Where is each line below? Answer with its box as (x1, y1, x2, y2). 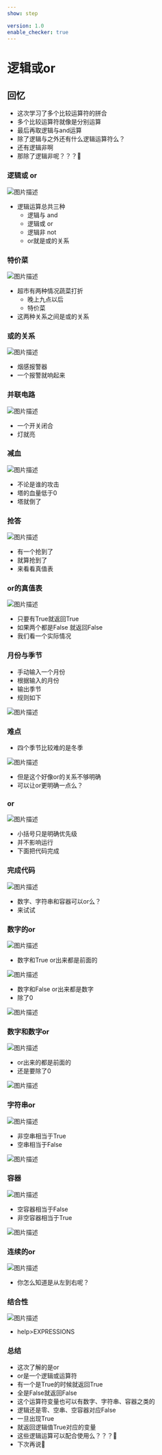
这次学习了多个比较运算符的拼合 (16, 109, 107, 117)
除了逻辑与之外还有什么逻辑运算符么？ (16, 135, 125, 143)
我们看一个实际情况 (16, 632, 72, 641)
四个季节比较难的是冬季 (16, 744, 83, 752)
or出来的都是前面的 (16, 1058, 72, 1067)
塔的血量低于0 (16, 488, 57, 497)
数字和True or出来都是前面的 (16, 956, 98, 964)
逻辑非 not (27, 227, 57, 236)
